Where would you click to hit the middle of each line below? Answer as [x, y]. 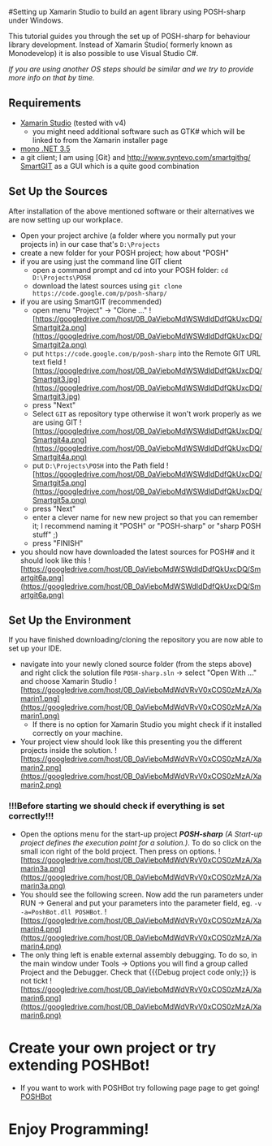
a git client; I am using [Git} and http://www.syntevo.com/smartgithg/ [135, 157]
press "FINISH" [58, 543]
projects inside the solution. [67, 750]
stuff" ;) [45, 534]
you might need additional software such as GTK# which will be [138, 131]
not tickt [34, 980]
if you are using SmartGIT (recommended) [91, 301]
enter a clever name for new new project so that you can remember [145, 517]
